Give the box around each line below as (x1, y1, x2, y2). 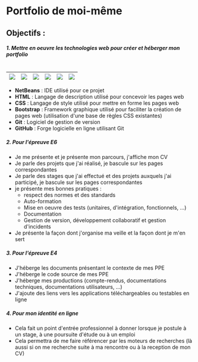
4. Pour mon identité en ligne (6, 310, 79, 317)
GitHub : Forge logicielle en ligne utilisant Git (14, 125, 124, 132)
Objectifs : (6, 28, 46, 38)
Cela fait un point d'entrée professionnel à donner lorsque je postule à (14, 324, 187, 332)
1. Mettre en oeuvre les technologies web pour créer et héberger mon (6, 45, 180, 52)
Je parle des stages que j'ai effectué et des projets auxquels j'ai (14, 173, 171, 180)
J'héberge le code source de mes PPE (14, 271, 109, 278)
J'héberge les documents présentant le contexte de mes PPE (14, 264, 165, 271)
